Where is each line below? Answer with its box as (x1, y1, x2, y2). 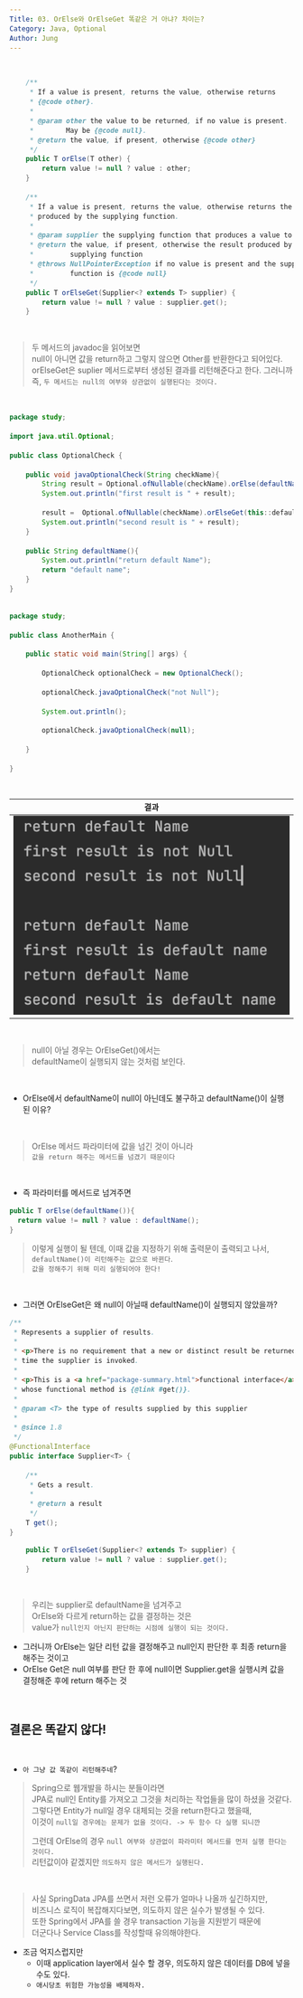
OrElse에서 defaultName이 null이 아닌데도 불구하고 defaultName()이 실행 (22, 1093, 285, 1103)
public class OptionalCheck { (9, 450, 124, 460)
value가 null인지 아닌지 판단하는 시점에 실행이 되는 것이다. (31, 1622, 230, 1633)
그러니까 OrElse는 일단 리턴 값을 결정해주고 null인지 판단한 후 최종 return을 (22, 1642, 287, 1652)
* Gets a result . (29, 1480, 95, 1490)
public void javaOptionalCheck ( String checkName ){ (25, 470, 220, 479)
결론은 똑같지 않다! (9, 1721, 106, 1737)
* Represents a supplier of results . (13, 1328, 155, 1337)
